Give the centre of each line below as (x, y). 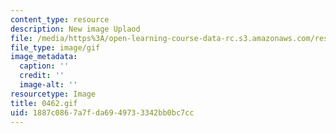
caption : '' (44, 66)
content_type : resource (60, 19)
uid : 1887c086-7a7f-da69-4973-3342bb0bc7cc (102, 112)
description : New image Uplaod (75, 29)
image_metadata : (44, 57)
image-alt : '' (48, 85)
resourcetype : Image (53, 94)
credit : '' (42, 76)
